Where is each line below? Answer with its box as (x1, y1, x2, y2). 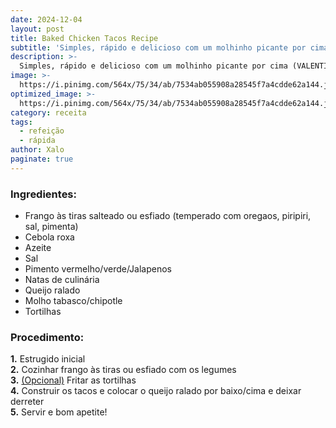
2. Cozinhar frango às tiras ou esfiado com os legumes (10, 364, 237, 376)
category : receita (10, 107, 87, 118)
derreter (10, 396, 45, 408)
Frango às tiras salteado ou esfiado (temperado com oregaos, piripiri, (24, 210, 312, 222)
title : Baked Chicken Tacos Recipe (10, 33, 159, 43)
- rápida (19, 136, 56, 146)
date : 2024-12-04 (10, 14, 83, 25)
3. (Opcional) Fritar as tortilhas (10, 374, 137, 386)
